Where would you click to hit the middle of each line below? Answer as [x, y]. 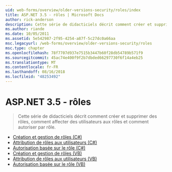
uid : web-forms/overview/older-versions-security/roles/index [73, 10]
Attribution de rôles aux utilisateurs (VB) [55, 159]
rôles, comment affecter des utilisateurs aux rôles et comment [83, 121]
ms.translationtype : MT [31, 62]
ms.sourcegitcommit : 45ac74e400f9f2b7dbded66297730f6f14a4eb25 [74, 58]
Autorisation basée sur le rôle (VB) [49, 164]
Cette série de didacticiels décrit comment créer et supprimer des [87, 116]
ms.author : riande [25, 29]
